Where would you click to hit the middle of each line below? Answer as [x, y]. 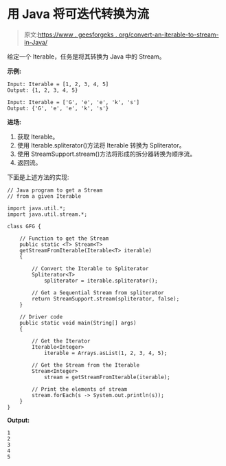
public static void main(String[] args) [78, 323]
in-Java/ [36, 42]
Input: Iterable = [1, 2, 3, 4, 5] [58, 84]
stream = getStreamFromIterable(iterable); [107, 377]
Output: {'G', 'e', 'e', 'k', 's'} [58, 108]
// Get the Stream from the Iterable [86, 365]
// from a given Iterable [44, 196]
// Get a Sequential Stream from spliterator [98, 293]
